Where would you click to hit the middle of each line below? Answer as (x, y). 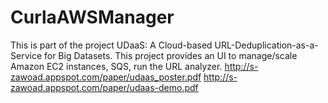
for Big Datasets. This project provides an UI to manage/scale (170, 55)
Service (26, 55)
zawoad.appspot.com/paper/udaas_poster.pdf (106, 77)
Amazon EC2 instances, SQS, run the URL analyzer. (116, 66)
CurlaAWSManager (92, 17)
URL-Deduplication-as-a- (266, 45)
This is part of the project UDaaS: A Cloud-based (111, 45)
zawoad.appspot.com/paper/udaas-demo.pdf (104, 87)
